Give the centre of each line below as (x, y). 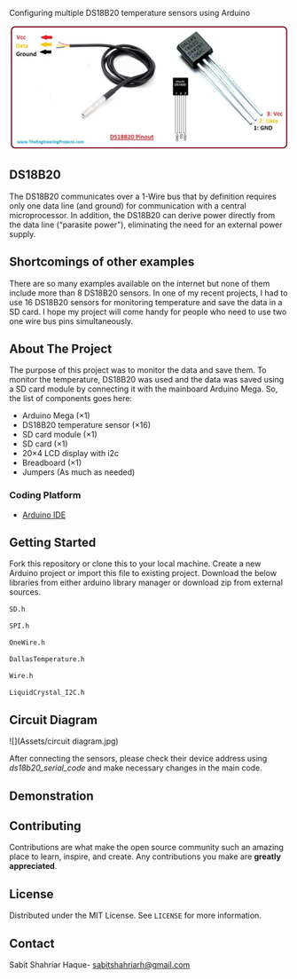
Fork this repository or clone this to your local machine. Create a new (135, 564)
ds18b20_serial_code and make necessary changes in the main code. (136, 768)
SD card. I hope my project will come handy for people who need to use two (148, 312)
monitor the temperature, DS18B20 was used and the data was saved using (147, 380)
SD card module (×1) (59, 435)
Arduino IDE (44, 515)
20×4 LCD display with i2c (70, 454)
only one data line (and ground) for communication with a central (128, 205)
